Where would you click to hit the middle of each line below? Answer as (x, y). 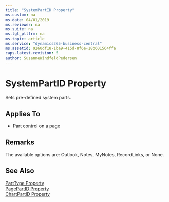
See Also (20, 171)
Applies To (23, 114)
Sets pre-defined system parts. (38, 98)
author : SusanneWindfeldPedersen (41, 58)
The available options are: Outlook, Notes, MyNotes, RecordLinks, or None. (85, 154)
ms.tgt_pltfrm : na (25, 34)
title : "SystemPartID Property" (40, 10)
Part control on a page (36, 126)
